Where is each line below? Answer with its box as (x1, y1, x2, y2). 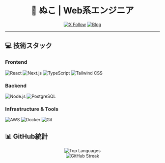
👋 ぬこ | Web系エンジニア (31, 5, 134, 16)
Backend (5, 82, 27, 89)
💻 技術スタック (5, 42, 53, 50)
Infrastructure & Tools (5, 106, 59, 112)
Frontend (5, 59, 27, 66)
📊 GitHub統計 (5, 132, 48, 140)
